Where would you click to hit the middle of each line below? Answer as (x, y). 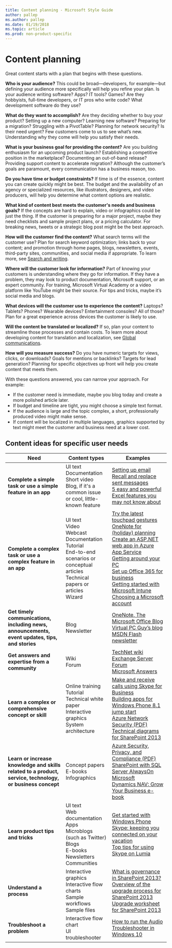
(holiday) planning (134, 533)
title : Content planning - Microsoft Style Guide (59, 10)
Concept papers (85, 765)
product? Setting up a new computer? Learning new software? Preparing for (85, 121)
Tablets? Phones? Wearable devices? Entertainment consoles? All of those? (85, 311)
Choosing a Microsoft (138, 597)
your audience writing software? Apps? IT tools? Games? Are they (75, 94)
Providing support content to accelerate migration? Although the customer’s (85, 163)
